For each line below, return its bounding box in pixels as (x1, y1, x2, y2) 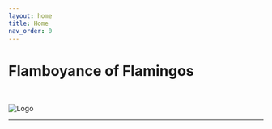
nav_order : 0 (8, 27, 53, 35)
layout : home (8, 11, 53, 20)
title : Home (8, 19, 49, 27)
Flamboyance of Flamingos (8, 61, 194, 80)
